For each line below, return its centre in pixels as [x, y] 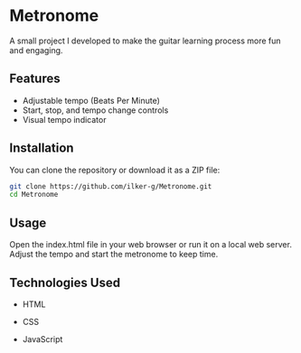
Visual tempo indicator [64, 119]
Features [35, 79]
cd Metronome [34, 195]
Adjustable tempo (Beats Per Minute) [91, 100]
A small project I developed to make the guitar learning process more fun [146, 41]
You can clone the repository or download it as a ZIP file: [115, 170]
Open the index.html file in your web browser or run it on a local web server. [150, 245]
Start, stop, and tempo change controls [95, 110]
